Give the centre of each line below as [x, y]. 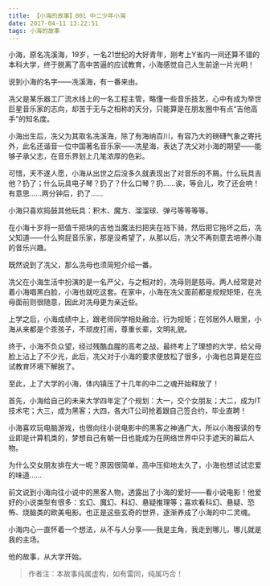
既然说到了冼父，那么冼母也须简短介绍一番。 [82, 265]
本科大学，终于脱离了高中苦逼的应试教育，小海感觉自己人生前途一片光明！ [131, 64]
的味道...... [25, 475]
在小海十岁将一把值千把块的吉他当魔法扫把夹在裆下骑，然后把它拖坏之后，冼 [135, 228]
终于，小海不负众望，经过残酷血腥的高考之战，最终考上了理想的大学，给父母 [135, 346]
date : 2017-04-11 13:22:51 [53, 23]
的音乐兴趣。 [29, 248]
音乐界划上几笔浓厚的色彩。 [103, 156]
